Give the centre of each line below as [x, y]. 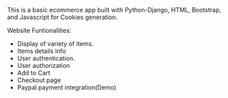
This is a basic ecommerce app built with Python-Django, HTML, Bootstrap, [114, 10]
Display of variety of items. [55, 44]
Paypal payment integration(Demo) [67, 87]
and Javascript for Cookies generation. [63, 17]
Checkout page [39, 80]
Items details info [42, 51]
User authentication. [46, 58]
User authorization [43, 65]
